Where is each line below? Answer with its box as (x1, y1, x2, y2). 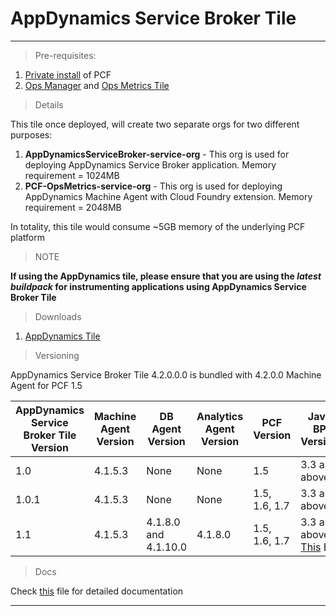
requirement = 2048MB (24, 201, 122, 213)
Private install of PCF (24, 68, 112, 81)
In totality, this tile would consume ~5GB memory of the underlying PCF (10, 220, 306, 232)
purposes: (10, 128, 53, 141)
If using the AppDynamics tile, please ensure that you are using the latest (10, 270, 322, 282)
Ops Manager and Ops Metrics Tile (24, 79, 170, 91)
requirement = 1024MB (24, 169, 120, 181)
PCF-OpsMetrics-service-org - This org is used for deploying (24, 180, 283, 192)
